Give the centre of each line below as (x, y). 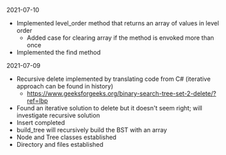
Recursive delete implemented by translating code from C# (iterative (113, 79)
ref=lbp (37, 101)
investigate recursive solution (58, 115)
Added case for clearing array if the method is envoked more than (120, 38)
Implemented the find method (59, 52)
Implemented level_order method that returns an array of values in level (118, 23)
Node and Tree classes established (66, 137)
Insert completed (41, 122)
